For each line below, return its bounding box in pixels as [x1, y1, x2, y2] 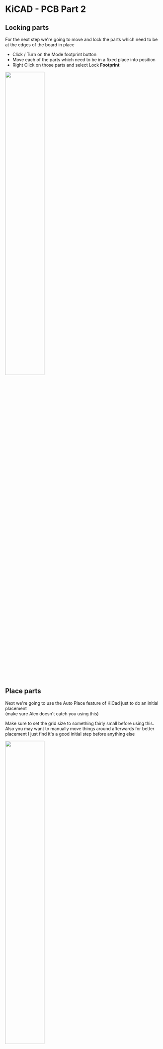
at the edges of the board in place [5, 42, 75, 48]
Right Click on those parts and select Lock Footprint [12, 62, 120, 68]
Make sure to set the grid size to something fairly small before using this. [5, 720, 154, 726]
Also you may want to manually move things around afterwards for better [5, 725, 155, 732]
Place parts [5, 687, 41, 695]
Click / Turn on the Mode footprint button [12, 51, 97, 57]
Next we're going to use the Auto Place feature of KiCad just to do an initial [5, 700, 159, 706]
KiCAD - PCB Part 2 [5, 3, 86, 15]
